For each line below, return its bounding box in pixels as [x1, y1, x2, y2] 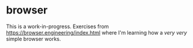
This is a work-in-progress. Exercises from [6, 23, 109, 30]
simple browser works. [6, 35, 62, 42]
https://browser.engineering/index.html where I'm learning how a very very [6, 29, 187, 36]
